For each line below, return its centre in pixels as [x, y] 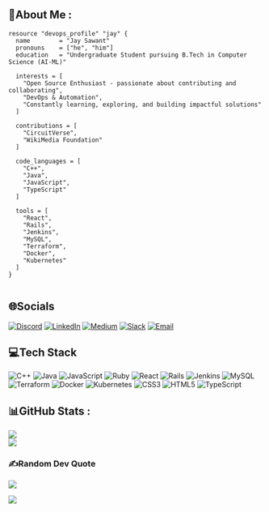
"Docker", [40, 253]
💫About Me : [40, 15]
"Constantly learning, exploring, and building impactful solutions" [143, 105]
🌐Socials [32, 307]
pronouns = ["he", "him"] [65, 48]
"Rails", [38, 225]
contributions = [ [47, 126]
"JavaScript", [46, 182]
